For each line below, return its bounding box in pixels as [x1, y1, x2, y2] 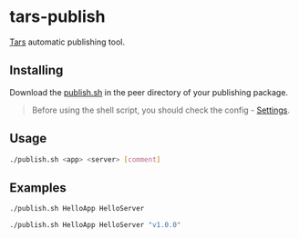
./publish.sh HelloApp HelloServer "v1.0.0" [9, 221, 181, 230]
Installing [9, 63, 64, 78]
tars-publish [9, 6, 106, 27]
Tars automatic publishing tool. [9, 36, 126, 47]
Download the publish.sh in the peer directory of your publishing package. [9, 86, 289, 97]
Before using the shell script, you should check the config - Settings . [31, 104, 290, 115]
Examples [9, 180, 67, 195]
